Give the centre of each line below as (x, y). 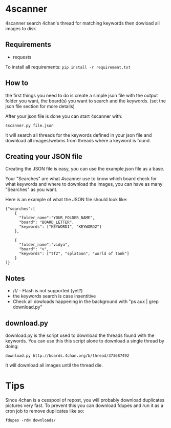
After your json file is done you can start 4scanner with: (64, 116)
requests (22, 57)
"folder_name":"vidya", (44, 245)
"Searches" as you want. (31, 189)
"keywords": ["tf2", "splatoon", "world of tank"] (74, 254)
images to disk (21, 28)
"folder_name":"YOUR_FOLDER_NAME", (57, 218)
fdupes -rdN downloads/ (31, 420)
